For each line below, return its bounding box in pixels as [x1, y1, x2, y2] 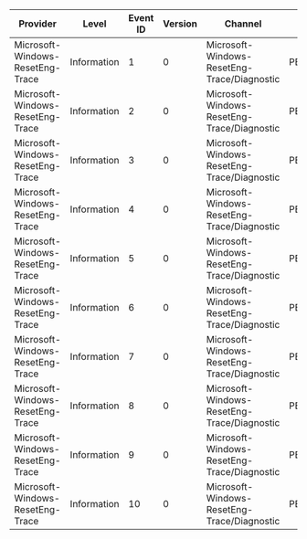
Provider [17, 17, 57, 30]
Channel [224, 17, 262, 30]
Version [163, 17, 198, 30]
